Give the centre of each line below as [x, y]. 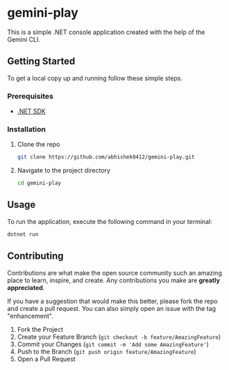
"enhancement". [31, 316]
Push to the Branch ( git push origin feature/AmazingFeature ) [107, 351]
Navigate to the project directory [64, 170]
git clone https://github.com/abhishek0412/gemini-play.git [106, 157]
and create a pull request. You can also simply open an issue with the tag [112, 308]
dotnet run [23, 234]
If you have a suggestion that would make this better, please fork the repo [112, 301]
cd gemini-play [39, 183]
